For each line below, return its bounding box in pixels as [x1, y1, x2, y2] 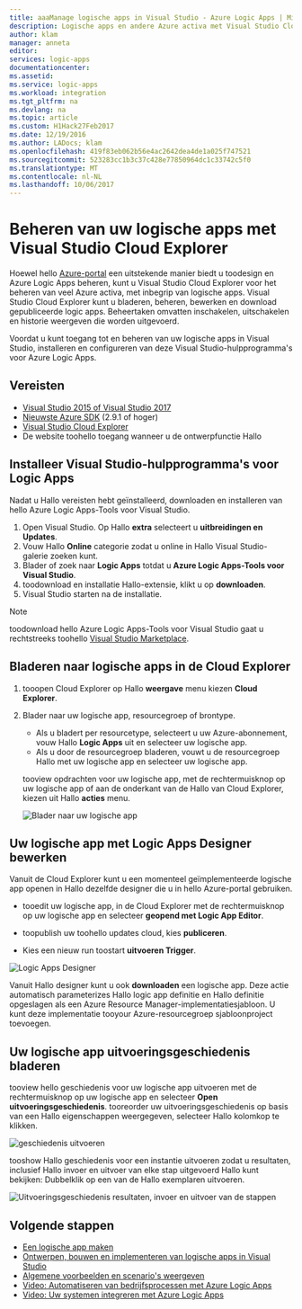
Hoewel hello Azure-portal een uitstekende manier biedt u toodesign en [9, 268, 274, 279]
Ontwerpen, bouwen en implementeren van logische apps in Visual [22, 1251, 271, 1261]
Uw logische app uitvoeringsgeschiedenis [9, 1044, 251, 1059]
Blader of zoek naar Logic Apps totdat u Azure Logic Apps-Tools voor [22, 559, 285, 571]
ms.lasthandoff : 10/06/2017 [9, 181, 115, 190]
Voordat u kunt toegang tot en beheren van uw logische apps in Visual [9, 334, 270, 344]
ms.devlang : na [9, 105, 67, 114]
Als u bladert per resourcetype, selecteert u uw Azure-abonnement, [35, 727, 288, 738]
